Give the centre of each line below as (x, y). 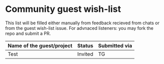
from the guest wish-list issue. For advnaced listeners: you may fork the (79, 28)
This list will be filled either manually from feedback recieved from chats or (82, 23)
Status (85, 46)
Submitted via (115, 46)
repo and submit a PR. (28, 33)
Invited (85, 54)
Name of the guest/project (40, 46)
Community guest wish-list (63, 9)
